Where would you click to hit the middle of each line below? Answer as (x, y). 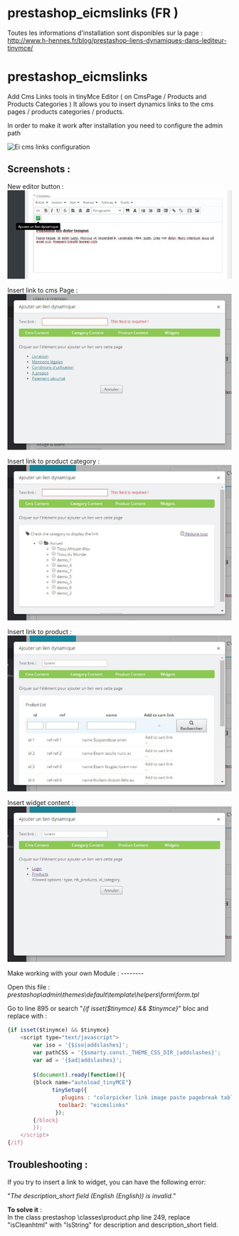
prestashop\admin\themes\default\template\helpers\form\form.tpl (103, 994)
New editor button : (36, 186)
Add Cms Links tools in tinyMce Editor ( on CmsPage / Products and (107, 96)
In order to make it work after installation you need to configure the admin (115, 125)
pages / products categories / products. (66, 111)
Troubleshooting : (48, 1165)
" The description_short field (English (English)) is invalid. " (92, 1195)
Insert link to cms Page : (43, 291)
